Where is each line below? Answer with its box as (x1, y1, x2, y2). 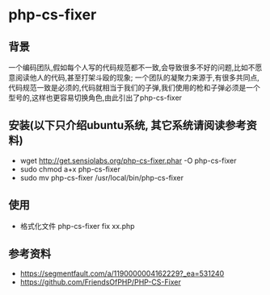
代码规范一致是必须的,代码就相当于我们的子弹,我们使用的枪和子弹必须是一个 (8, 83, 261, 92)
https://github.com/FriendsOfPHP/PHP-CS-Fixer (19, 277, 182, 287)
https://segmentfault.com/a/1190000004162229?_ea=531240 (19, 268, 225, 279)
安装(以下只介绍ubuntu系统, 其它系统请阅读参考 (8, 118, 247, 132)
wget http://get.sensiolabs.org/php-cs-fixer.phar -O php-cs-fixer (19, 156, 237, 165)
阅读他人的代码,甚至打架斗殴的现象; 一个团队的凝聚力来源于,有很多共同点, (15, 73, 260, 82)
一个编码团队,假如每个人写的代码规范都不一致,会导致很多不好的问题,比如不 (8, 63, 256, 72)
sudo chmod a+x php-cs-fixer (19, 164, 121, 174)
